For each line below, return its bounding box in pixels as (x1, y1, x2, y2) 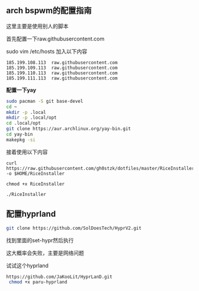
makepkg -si (6, 137, 36, 143)
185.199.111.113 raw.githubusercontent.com (6, 75, 118, 81)
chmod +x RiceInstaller (6, 181, 65, 187)
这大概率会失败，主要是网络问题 (6, 249, 84, 257)
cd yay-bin (6, 131, 33, 138)
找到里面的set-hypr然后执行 (6, 236, 74, 243)
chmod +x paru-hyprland (8, 279, 68, 285)
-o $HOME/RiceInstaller (6, 170, 65, 176)
